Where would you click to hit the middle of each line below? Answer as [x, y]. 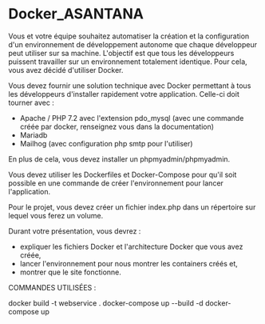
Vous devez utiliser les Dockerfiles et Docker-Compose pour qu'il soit [123, 174]
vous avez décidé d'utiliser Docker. [66, 70]
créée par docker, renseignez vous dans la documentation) [117, 126]
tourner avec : [31, 102]
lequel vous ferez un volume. [56, 215]
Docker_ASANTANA [76, 14]
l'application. [30, 191]
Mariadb [34, 135]
